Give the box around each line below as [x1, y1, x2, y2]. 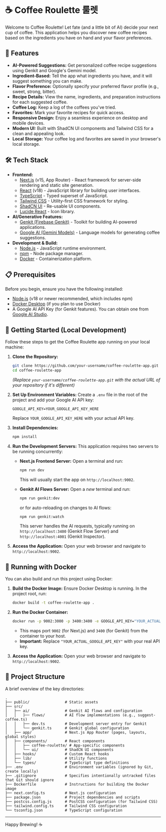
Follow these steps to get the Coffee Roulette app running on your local [5, 339, 150, 345]
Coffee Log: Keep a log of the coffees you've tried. [12, 104, 116, 110]
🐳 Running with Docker [5, 563, 77, 571]
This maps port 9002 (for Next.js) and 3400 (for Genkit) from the [19, 628, 148, 633]
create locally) [5, 769, 39, 774]
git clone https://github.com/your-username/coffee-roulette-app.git [12, 363, 159, 368]
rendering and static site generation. [19, 182, 94, 188]
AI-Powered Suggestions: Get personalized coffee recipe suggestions [12, 62, 157, 68]
